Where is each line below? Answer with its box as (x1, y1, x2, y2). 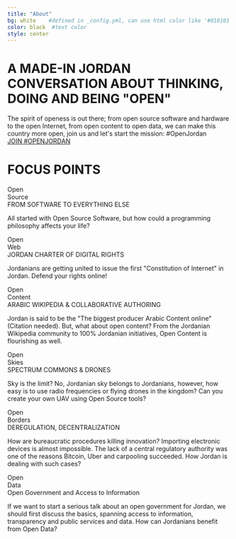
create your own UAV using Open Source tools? (7, 394, 147, 403)
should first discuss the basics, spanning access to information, (7, 510, 193, 518)
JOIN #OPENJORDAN (7, 137, 71, 145)
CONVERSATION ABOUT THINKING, (7, 76, 223, 92)
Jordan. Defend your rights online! (7, 272, 108, 280)
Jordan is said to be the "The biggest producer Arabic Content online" (7, 314, 212, 323)
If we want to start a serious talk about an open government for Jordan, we (7, 502, 226, 511)
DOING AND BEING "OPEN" (7, 91, 172, 107)
